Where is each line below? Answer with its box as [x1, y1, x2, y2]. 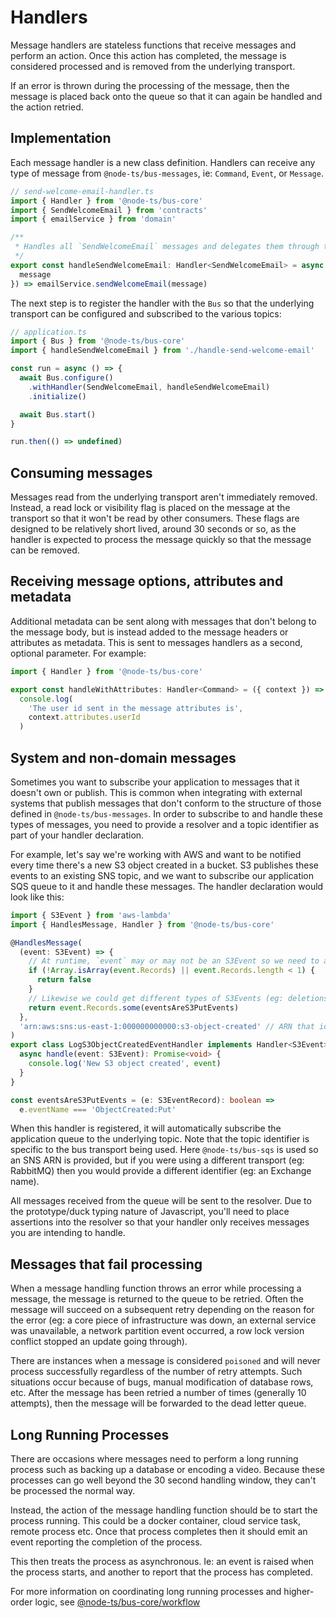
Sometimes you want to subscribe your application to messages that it [10, 776, 300, 788]
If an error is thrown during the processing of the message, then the [10, 79, 290, 91]
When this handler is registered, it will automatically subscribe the [10, 1122, 282, 1135]
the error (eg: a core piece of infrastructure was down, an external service [10, 1314, 317, 1326]
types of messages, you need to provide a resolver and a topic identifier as [10, 818, 320, 830]
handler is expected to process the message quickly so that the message [10, 534, 312, 546]
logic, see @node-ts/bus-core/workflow [34, 1596, 201, 1608]
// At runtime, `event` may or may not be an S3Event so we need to [28, 956, 320, 966]
